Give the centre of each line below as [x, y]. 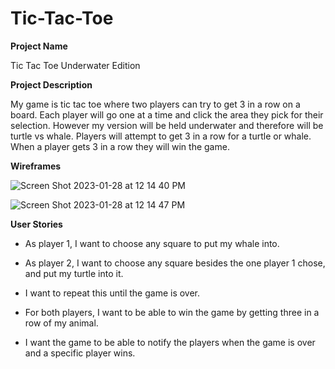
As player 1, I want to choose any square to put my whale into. [152, 243]
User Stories [36, 224]
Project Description [51, 84]
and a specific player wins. [80, 353]
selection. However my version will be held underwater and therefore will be [167, 125]
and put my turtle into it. [74, 273]
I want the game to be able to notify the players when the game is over [170, 342]
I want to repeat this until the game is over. [112, 293]
